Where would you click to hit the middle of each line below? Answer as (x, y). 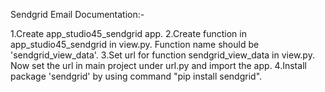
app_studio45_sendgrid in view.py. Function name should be (135, 44)
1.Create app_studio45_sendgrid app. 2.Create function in (128, 33)
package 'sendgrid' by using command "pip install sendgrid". (136, 76)
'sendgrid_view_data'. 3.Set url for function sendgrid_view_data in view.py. (162, 55)
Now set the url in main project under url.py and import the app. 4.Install (158, 65)
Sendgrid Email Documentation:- (77, 14)
